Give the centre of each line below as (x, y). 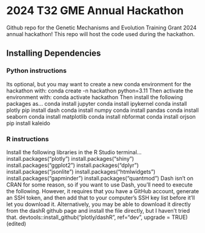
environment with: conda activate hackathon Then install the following (95, 97)
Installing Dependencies (54, 54)
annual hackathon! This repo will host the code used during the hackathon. (101, 34)
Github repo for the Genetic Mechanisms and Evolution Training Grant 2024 (102, 28)
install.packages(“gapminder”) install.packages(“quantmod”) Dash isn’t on (100, 178)
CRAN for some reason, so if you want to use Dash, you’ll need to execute (99, 185)
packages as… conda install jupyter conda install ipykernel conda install (97, 103)
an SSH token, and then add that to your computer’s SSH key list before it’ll (101, 198)
